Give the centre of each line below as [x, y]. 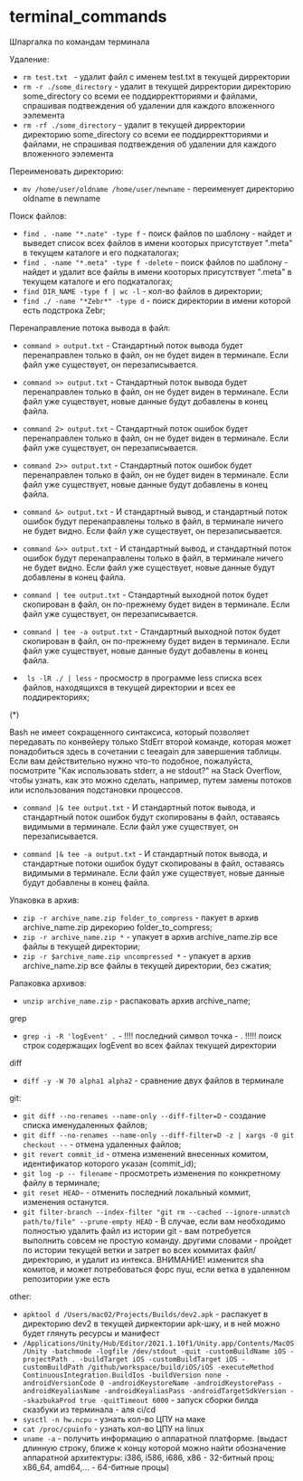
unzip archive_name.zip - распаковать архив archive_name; [137, 1001]
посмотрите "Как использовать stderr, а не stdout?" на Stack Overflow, [146, 770]
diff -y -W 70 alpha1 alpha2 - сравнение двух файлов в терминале [153, 1080]
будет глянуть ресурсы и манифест [91, 1333]
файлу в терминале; [61, 1182]
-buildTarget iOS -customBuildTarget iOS [159, 1359]
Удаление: [29, 59]
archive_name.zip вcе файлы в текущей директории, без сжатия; [147, 965]
